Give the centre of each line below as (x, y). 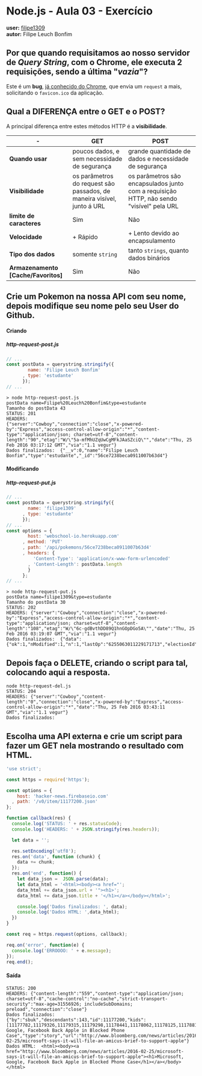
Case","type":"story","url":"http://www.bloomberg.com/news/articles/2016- (103, 1036)
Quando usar (28, 159)
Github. (20, 315)
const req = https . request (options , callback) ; (67, 934)
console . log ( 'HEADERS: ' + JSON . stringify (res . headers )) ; (86, 829)
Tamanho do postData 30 (36, 603)
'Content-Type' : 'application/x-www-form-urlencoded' (102, 558)
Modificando (23, 469)
